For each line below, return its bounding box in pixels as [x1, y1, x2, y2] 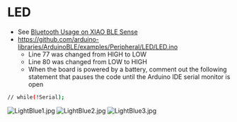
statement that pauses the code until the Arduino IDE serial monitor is [28, 72, 231, 81]
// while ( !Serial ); [7, 93, 65, 101]
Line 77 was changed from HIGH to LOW [28, 50, 147, 59]
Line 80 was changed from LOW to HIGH [28, 57, 147, 66]
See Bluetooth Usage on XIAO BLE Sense [17, 28, 138, 36]
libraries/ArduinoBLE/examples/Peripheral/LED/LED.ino [17, 42, 178, 51]
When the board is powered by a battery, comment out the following [28, 65, 228, 73]
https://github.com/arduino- [17, 35, 99, 43]
